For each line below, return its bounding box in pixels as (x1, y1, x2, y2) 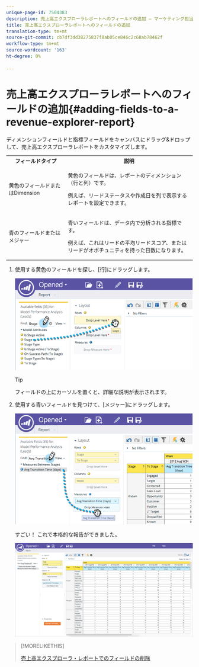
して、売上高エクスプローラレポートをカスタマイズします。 (6, 143, 150, 150)
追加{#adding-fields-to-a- (47, 102, 179, 116)
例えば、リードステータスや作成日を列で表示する (68, 192, 188, 199)
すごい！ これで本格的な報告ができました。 (14, 531, 120, 538)
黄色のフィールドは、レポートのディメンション (68, 172, 182, 179)
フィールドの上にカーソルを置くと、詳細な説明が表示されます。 (14, 389, 170, 396)
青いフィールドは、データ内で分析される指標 (68, 219, 177, 226)
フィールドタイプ (14, 158, 57, 165)
